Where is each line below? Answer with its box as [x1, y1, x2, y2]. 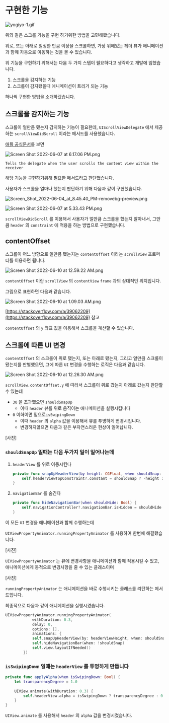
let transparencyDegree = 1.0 [14, 679, 78, 684]
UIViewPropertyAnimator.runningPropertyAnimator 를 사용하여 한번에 [5, 530, 145, 536]
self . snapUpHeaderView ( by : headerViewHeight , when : [32, 636, 143, 641]
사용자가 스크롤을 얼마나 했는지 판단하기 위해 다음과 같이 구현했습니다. [5, 185, 142, 191]
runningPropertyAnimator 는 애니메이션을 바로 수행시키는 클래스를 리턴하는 [5, 585, 154, 592]
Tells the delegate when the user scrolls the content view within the [5, 161, 158, 166]
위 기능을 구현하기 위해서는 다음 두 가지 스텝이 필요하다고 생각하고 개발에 [5, 59, 147, 65]
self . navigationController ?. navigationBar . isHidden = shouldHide [22, 505, 162, 510]
